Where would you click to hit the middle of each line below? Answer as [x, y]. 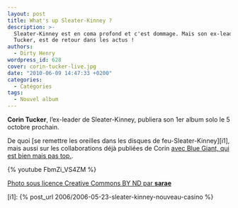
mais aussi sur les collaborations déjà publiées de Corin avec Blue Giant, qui [119, 148]
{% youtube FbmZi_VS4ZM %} [52, 169]
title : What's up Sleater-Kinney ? [60, 21]
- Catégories [33, 86]
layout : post [27, 14]
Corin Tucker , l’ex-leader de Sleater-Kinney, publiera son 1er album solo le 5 [119, 120]
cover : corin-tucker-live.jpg [52, 67]
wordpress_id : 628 [34, 60]
